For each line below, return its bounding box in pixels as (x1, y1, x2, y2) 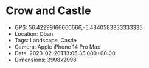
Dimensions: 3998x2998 (14, 56, 77, 63)
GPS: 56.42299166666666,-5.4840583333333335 (14, 24, 143, 31)
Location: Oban (14, 30, 54, 37)
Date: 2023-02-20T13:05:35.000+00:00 (14, 49, 116, 56)
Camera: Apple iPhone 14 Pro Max (14, 43, 101, 50)
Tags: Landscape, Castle (14, 36, 77, 44)
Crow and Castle (5, 4, 91, 18)
